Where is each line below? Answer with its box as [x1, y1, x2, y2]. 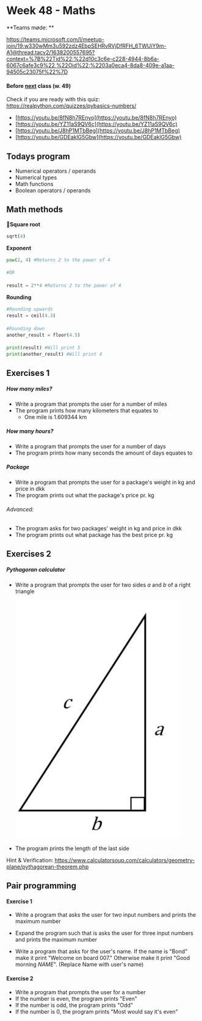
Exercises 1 [6, 368, 50, 378]
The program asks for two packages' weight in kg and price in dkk [15, 524, 182, 532]
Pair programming [6, 881, 76, 891]
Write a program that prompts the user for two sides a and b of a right [15, 581, 191, 588]
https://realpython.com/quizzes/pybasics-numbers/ [6, 102, 137, 110]
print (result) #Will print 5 [6, 345, 81, 351]
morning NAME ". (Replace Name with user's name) [15, 961, 144, 968]
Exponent [6, 244, 32, 251]
